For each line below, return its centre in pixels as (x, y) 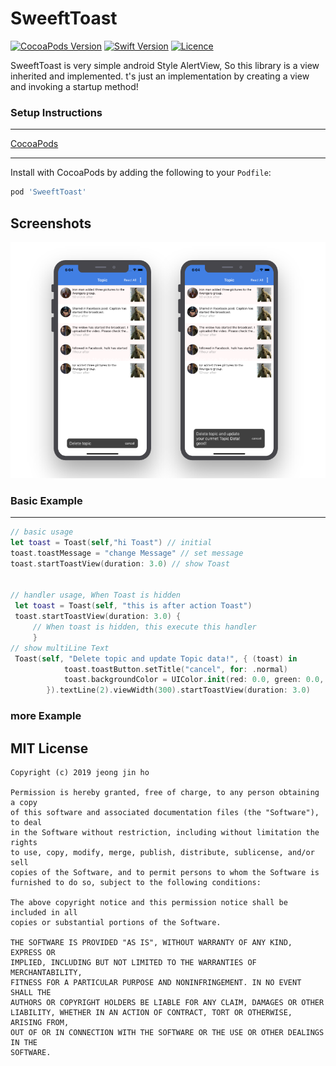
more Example (46, 716)
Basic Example (46, 500)
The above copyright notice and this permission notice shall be (149, 902)
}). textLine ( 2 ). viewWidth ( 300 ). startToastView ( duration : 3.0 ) (178, 690)
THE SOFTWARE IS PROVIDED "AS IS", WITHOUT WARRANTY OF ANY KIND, (151, 942)
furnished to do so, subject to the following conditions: (136, 882)
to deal (26, 822)
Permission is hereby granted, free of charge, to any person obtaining (165, 792)
